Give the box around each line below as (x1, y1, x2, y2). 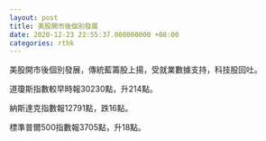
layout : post (9, 13, 59, 23)
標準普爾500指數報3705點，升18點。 (9, 122, 146, 133)
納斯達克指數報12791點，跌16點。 (9, 103, 133, 114)
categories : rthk (9, 38, 75, 48)
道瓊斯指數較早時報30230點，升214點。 (9, 83, 158, 95)
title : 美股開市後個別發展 (9, 22, 99, 31)
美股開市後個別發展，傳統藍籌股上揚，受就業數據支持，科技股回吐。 (9, 64, 262, 75)
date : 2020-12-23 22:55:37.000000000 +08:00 (9, 30, 179, 39)
